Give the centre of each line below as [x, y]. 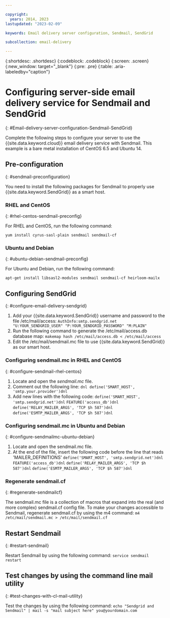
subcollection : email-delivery [38, 42]
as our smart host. [32, 347]
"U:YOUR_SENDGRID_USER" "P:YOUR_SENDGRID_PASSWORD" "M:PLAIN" [80, 326]
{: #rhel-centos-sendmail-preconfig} [44, 216]
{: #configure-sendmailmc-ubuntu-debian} [50, 436]
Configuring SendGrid [41, 294]
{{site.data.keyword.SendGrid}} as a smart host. [55, 192]
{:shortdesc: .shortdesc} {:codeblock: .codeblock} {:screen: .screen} [77, 61]
